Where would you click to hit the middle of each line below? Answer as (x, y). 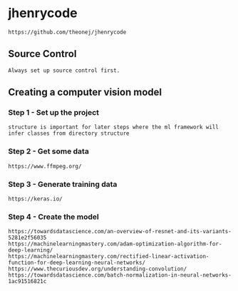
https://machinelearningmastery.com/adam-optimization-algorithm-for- (115, 244)
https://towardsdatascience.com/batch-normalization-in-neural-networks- (120, 275)
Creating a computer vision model (85, 92)
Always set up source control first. (64, 70)
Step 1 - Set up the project (53, 113)
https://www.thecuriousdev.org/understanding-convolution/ (98, 269)
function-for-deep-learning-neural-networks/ (77, 263)
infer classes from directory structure (69, 133)
